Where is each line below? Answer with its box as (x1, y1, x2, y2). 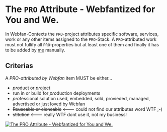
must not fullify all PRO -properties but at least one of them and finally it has (5, 41, 159, 47)
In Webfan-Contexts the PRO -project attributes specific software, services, (5, 31, 159, 37)
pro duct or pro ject (12, 85, 50, 91)
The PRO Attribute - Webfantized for (5, 4, 155, 15)
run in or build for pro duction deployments (12, 90, 101, 96)
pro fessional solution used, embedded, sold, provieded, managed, (12, 95, 150, 101)
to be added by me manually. (5, 47, 65, 53)
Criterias (5, 61, 34, 70)
